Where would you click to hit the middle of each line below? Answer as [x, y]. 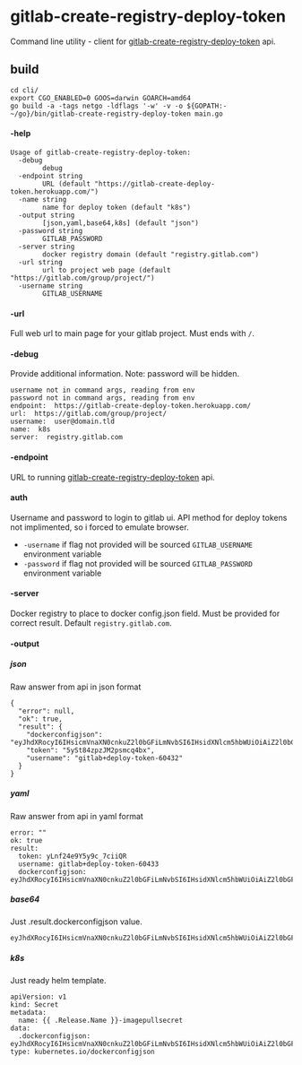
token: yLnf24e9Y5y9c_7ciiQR [73, 856]
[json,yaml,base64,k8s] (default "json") [121, 223]
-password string [51, 230]
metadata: [29, 1013]
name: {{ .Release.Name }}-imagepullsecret [100, 1021]
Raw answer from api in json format [76, 687]
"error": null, [47, 711]
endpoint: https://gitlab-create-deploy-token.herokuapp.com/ [131, 406]
